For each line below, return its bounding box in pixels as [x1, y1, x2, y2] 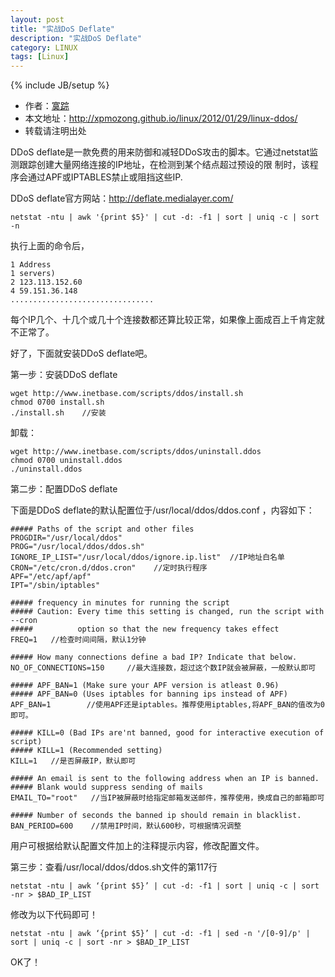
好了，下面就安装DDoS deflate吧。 [10, 347, 153, 360]
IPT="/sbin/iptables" [10, 581, 101, 591]
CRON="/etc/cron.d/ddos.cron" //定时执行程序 [10, 563, 208, 573]
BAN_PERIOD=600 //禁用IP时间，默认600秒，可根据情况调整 [10, 821, 242, 831]
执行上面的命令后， [10, 240, 90, 252]
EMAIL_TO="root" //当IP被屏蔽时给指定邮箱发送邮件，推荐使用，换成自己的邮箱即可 [10, 793, 325, 803]
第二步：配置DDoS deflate [10, 483, 118, 495]
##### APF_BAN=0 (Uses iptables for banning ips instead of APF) [10, 689, 288, 700]
